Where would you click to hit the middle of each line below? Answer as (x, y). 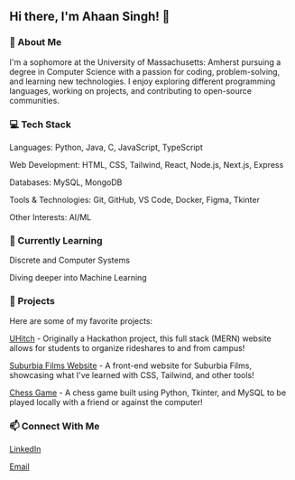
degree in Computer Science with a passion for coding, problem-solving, (145, 71)
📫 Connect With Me (55, 426)
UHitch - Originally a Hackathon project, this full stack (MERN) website (141, 338)
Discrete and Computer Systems (70, 260)
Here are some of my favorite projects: (81, 320)
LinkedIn (25, 448)
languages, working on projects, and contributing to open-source (131, 90)
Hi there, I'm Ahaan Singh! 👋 (90, 17)
